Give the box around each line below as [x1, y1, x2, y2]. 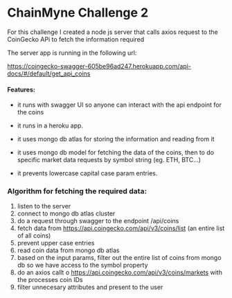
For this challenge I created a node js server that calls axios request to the [7, 28, 218, 36]
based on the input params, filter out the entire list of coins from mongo [17, 254, 222, 262]
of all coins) [17, 231, 51, 240]
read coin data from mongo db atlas [17, 246, 120, 254]
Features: [7, 85, 36, 94]
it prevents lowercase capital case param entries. [17, 169, 158, 177]
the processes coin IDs [17, 276, 83, 284]
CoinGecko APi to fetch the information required [7, 35, 145, 43]
